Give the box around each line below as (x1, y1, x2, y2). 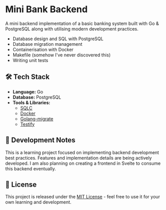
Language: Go (12, 88, 43, 95)
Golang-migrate (20, 115, 53, 122)
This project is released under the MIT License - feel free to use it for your (5, 194, 160, 200)
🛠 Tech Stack (5, 73, 50, 81)
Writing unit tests (12, 57, 48, 63)
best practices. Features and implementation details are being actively (5, 155, 152, 161)
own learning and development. (5, 199, 72, 205)
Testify (20, 121, 35, 127)
